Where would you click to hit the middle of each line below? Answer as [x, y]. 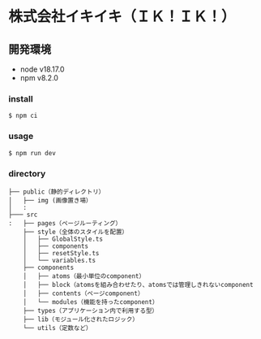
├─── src [23, 215]
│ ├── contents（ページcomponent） [83, 293]
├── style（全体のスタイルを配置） [75, 232]
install [21, 98]
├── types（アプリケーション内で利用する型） [90, 311]
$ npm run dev [32, 153]
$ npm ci [23, 116]
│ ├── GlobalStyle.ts [63, 239]
